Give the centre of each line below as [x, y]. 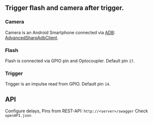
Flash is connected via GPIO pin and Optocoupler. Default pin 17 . [70, 61]
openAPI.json [18, 116]
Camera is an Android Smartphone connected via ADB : [60, 32]
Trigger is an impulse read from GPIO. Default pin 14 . [58, 84]
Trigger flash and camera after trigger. [65, 8]
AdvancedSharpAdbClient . [32, 37]
